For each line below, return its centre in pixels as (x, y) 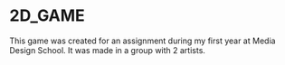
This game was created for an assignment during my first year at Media (142, 41)
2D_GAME (47, 16)
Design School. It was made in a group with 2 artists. (108, 50)
